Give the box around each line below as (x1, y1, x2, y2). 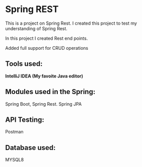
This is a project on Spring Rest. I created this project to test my (5, 20, 137, 26)
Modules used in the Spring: (5, 88, 96, 96)
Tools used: (5, 59, 43, 68)
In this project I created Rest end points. (5, 35, 88, 41)
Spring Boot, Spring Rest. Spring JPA (5, 101, 82, 107)
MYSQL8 (5, 157, 24, 163)
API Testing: (5, 115, 44, 124)
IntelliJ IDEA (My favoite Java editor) (5, 73, 84, 79)
